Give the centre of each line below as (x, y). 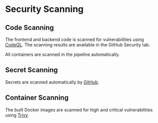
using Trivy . (17, 115)
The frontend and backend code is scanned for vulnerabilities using (75, 39)
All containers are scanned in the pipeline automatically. (63, 54)
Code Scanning (29, 28)
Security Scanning (44, 9)
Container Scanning (37, 98)
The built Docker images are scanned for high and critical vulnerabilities (79, 110)
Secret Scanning (32, 70)
